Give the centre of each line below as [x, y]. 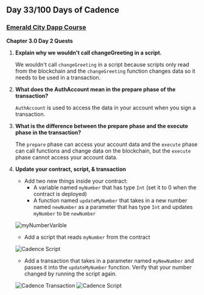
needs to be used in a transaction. [58, 77]
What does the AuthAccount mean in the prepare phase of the [95, 89]
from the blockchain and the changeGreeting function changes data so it [105, 71]
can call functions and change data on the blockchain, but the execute [103, 151]
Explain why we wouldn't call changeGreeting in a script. [88, 53]
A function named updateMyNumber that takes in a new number [110, 200]
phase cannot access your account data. [66, 157]
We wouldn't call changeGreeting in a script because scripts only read [102, 64]
